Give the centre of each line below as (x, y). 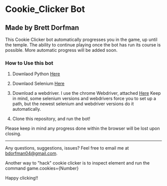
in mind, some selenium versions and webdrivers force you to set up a (84, 99)
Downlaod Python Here (36, 74)
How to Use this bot (29, 63)
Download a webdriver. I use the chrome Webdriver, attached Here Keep (86, 93)
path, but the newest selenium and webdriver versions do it (73, 104)
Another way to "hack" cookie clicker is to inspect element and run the (78, 163)
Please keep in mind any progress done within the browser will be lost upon (83, 129)
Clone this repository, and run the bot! (51, 119)
